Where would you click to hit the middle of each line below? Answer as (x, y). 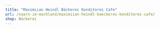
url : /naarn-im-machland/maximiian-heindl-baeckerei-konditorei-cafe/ (80, 14)
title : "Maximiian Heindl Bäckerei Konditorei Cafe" (61, 10)
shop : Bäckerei (21, 19)
